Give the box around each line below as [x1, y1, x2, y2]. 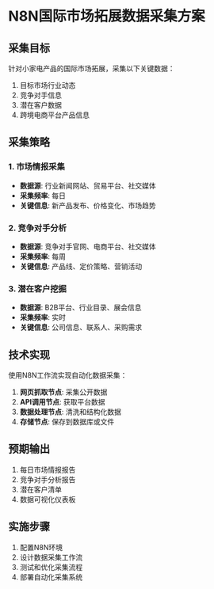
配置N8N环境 [19, 542, 63, 552]
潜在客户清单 [19, 484, 62, 494]
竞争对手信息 [19, 90, 62, 100]
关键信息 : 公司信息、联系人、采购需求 [19, 322, 143, 332]
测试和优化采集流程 [19, 562, 83, 572]
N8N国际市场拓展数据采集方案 [8, 7, 205, 25]
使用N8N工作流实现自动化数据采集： [8, 370, 128, 380]
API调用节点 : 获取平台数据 [19, 397, 105, 407]
